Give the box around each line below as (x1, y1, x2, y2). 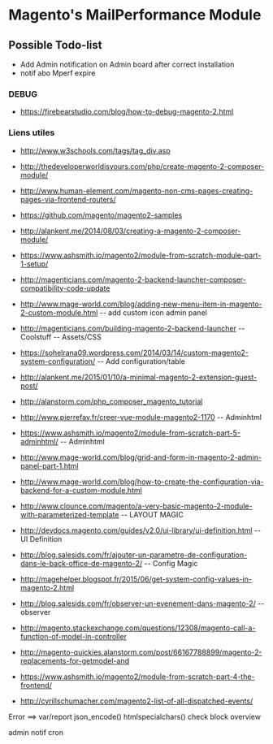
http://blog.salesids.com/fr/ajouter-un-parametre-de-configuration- (19, 550, 248, 560)
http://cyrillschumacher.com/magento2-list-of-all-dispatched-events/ (19, 696, 253, 706)
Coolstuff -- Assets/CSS (19, 331, 102, 342)
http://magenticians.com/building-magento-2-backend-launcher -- (19, 323, 245, 333)
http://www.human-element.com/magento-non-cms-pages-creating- (19, 185, 253, 196)
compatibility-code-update (19, 283, 110, 293)
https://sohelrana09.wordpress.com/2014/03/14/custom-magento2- (19, 348, 249, 357)
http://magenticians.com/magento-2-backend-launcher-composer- (19, 275, 246, 284)
